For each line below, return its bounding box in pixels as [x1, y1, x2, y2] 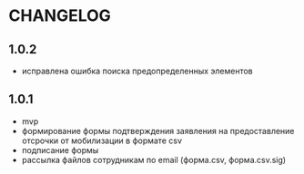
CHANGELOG [8, 5, 111, 26]
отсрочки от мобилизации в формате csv [21, 135, 183, 146]
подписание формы [21, 144, 99, 155]
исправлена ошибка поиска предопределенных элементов [21, 65, 254, 76]
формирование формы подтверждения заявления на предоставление [21, 125, 295, 136]
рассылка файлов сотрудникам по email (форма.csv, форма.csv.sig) [21, 154, 287, 165]
